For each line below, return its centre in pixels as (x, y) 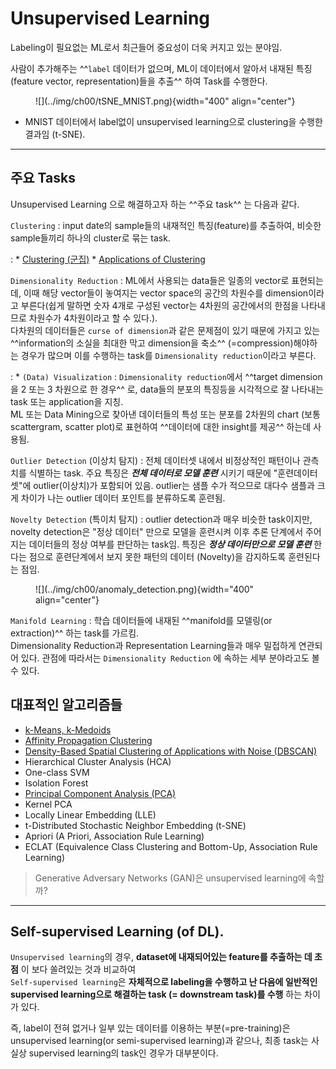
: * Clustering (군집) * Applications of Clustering (108, 259)
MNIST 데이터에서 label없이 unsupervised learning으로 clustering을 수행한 (173, 121)
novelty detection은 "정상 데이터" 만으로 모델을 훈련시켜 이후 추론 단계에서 (157, 531)
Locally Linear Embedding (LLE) (90, 814)
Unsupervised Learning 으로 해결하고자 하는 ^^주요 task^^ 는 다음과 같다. (155, 204)
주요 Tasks (43, 178)
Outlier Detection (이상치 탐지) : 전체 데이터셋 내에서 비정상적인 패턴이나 (155, 460)
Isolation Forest (56, 783)
